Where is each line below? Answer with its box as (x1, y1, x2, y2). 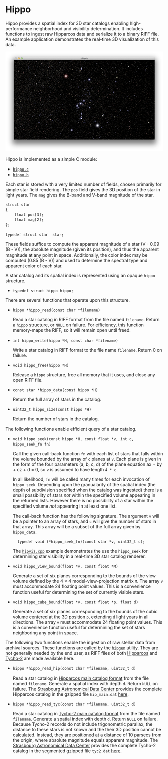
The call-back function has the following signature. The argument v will (12, 513, 159, 519)
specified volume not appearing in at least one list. (12, 503, 117, 509)
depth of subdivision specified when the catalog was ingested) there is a (12, 487, 163, 493)
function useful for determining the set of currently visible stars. (12, 589, 145, 595)
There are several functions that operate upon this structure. (5, 297, 130, 303)
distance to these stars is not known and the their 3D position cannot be (12, 727, 161, 733)
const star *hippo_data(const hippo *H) (12, 388, 98, 393)
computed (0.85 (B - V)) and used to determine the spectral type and (5, 258, 148, 264)
